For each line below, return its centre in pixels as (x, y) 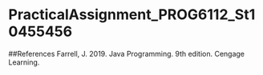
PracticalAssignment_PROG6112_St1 (132, 15)
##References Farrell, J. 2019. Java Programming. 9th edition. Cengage (127, 53)
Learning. (24, 62)
